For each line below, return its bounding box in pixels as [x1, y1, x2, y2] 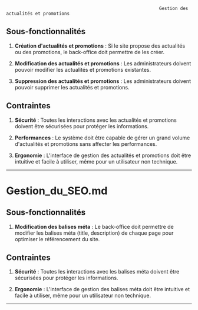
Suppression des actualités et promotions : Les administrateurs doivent [14, 77, 192, 85]
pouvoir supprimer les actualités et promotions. [14, 84, 130, 91]
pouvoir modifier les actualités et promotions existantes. [14, 66, 151, 73]
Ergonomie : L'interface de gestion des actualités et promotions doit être [14, 152, 192, 159]
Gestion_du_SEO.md [6, 184, 108, 197]
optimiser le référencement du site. [14, 235, 100, 242]
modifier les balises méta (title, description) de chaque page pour [14, 229, 174, 236]
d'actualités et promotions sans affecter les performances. [14, 140, 157, 147]
